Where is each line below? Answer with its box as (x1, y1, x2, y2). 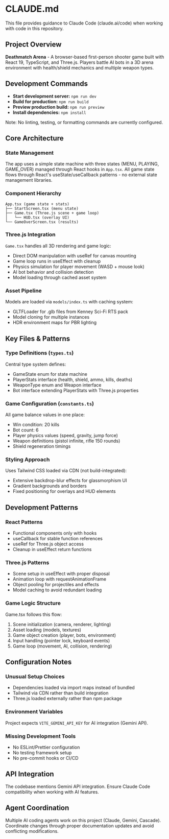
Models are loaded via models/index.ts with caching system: (5, 299, 134, 305)
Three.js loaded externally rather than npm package (12, 696, 123, 702)
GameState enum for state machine (12, 371, 88, 377)
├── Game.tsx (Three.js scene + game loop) (5, 210, 100, 215)
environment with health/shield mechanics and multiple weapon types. (5, 64, 154, 70)
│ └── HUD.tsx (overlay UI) (5, 215, 70, 220)
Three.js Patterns (5, 559, 50, 566)
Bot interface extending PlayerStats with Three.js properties (12, 387, 139, 393)
